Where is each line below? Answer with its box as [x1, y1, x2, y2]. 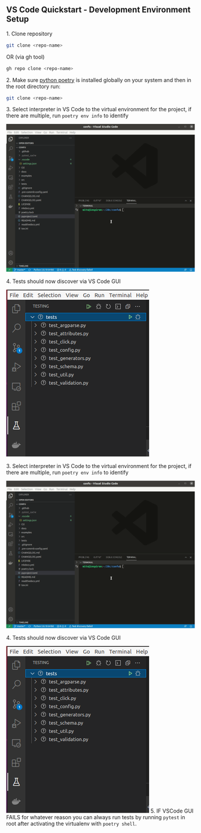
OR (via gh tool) [6, 53, 45, 60]
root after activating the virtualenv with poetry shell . [6, 820, 137, 827]
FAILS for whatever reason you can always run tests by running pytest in [6, 813, 185, 820]
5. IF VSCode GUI [150, 807, 194, 814]
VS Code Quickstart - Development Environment [6, 5, 191, 15]
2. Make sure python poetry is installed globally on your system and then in [6, 76, 191, 83]
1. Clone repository [6, 30, 53, 37]
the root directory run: [6, 83, 61, 90]
